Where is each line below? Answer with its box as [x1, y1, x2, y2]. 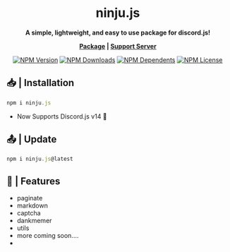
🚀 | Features [6, 175, 61, 187]
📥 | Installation [6, 77, 75, 89]
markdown [16, 201, 49, 210]
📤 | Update [6, 133, 57, 145]
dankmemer [16, 217, 52, 225]
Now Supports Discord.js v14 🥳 [16, 112, 107, 121]
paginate [16, 194, 43, 203]
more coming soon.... [16, 232, 79, 240]
